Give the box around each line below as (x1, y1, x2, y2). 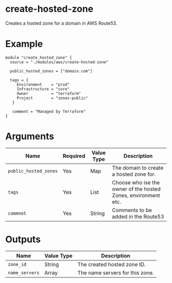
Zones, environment (112, 192, 160, 199)
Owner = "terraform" (16, 91, 81, 96)
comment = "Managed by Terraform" (12, 109, 86, 114)
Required (62, 152, 85, 159)
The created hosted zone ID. (77, 260, 146, 268)
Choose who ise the (112, 179, 160, 186)
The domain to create (112, 164, 164, 171)
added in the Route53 (112, 213, 164, 220)
